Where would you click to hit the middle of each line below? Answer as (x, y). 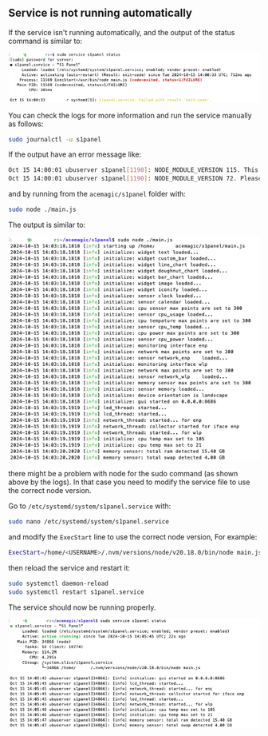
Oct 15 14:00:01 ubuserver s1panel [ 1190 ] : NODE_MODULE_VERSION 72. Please (135, 179)
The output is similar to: (47, 225)
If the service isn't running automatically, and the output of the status (122, 32)
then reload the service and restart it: (69, 567)
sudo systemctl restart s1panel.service (77, 592)
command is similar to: (45, 41)
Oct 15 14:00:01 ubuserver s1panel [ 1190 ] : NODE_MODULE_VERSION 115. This (134, 170)
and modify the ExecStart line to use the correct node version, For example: (133, 537)
